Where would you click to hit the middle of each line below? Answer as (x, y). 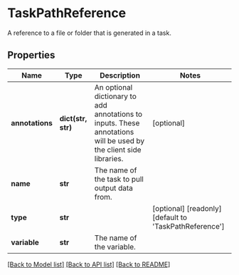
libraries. (109, 158)
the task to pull (119, 179)
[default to (170, 217)
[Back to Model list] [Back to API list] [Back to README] (89, 264)
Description (120, 75)
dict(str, (73, 118)
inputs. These (117, 123)
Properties (31, 55)
